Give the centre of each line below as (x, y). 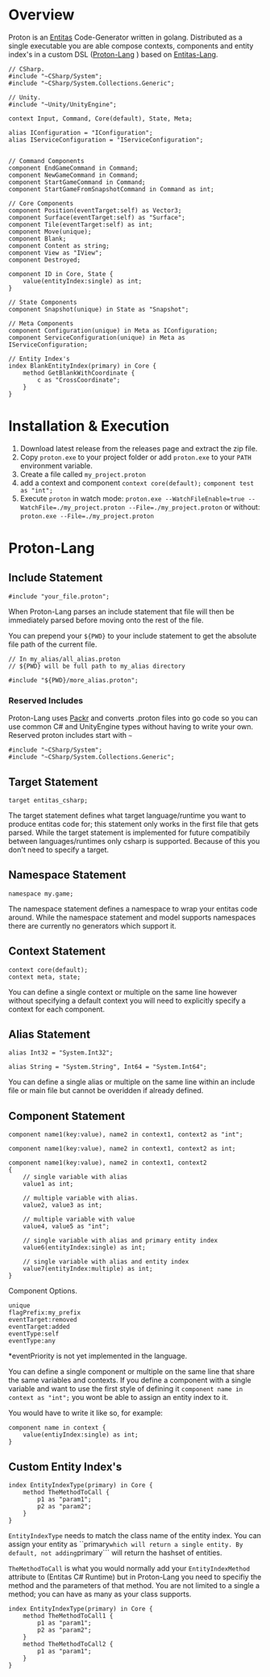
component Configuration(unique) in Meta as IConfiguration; (113, 330)
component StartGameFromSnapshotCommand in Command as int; (112, 189)
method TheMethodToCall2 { (68, 1645)
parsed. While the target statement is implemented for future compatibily (129, 832)
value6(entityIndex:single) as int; (85, 1248)
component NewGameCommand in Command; (73, 175)
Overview (42, 15)
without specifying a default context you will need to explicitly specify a (127, 1000)
